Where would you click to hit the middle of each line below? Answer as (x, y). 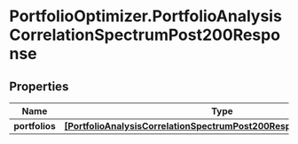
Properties (39, 86)
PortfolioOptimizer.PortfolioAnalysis (145, 16)
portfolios (35, 126)
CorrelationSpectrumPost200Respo (145, 35)
